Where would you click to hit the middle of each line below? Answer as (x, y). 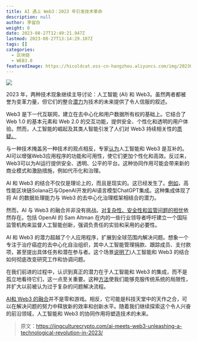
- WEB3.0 (22, 60)
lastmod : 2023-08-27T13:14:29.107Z (50, 39)
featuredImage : (25, 66)
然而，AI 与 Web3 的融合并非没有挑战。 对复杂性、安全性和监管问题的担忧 (95, 210)
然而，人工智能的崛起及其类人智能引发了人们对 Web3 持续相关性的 (97, 129)
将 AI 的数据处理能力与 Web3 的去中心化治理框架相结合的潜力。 (83, 198)
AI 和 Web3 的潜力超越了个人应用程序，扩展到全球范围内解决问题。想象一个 (97, 238)
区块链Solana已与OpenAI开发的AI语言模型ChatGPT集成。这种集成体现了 (103, 191)
